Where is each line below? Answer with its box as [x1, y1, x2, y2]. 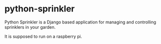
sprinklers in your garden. [4, 24, 56, 30]
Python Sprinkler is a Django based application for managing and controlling [4, 19, 157, 25]
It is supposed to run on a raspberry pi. [4, 33, 83, 39]
